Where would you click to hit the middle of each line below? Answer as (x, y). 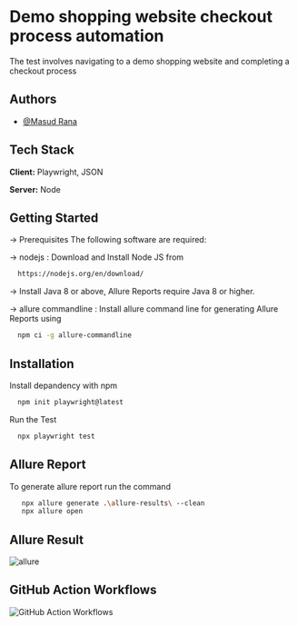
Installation (42, 364)
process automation (87, 36)
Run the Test (33, 419)
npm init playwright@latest (71, 402)
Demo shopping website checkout (141, 17)
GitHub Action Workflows (83, 590)
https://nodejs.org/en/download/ (81, 274)
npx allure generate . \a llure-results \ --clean (113, 503)
